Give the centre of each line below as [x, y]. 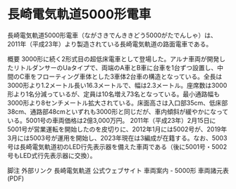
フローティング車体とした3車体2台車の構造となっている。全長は [129, 76]
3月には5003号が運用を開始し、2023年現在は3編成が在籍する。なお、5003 [117, 138]
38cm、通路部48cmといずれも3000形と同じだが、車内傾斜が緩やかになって [118, 111]
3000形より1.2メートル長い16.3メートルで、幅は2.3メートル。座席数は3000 [117, 85]
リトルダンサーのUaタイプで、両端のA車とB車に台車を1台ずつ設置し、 [115, 67]
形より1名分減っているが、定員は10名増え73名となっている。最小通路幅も [114, 94]
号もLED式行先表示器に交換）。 [52, 155]
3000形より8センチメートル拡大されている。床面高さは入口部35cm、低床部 [118, 103]
